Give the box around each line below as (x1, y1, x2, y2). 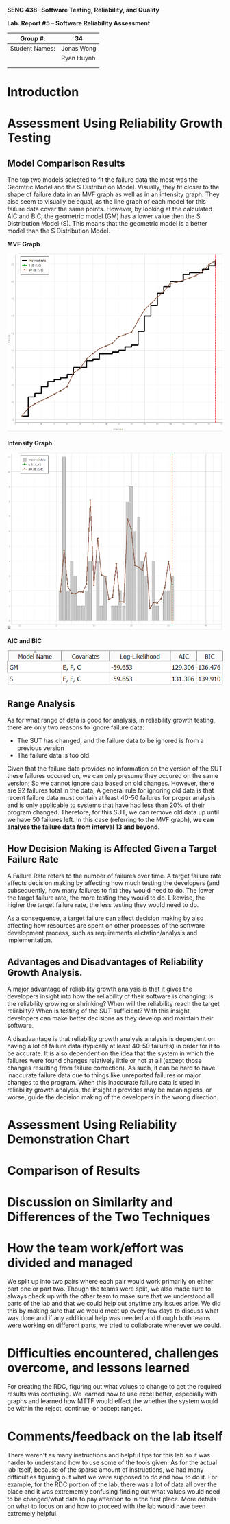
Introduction (7, 84, 79, 100)
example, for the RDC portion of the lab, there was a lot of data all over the (7, 1480, 217, 1488)
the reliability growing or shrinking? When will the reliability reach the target (7, 999, 220, 1007)
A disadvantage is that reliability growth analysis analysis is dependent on (7, 1034, 216, 1042)
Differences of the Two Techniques (7, 1209, 211, 1224)
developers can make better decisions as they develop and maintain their (7, 1013, 214, 1022)
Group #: (20, 34, 46, 43)
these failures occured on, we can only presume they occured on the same (7, 772, 219, 780)
